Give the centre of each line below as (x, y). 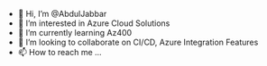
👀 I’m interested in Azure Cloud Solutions (94, 23)
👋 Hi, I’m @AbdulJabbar (62, 14)
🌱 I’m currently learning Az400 (75, 33)
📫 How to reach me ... (60, 52)
